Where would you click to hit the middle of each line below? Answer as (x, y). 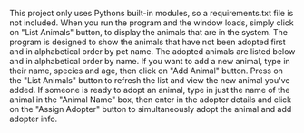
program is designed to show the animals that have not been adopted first (147, 42)
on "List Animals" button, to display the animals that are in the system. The (149, 32)
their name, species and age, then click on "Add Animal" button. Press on (147, 71)
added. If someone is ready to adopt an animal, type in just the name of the (150, 90)
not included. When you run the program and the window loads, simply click (152, 23)
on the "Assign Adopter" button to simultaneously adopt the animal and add (151, 109)
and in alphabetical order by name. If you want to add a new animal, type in (150, 61)
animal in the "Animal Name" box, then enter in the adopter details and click (151, 100)
